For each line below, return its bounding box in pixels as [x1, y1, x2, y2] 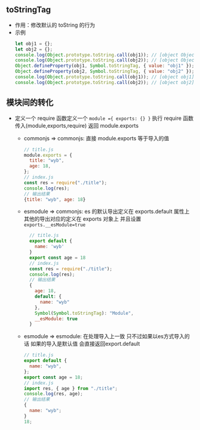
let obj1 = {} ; [14, 41, 53, 47]
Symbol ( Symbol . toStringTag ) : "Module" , [35, 310, 134, 316]
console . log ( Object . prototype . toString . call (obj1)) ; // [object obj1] [14, 74, 195, 80]
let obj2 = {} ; [14, 46, 53, 52]
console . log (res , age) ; [23, 391, 84, 397]
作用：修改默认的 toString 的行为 [14, 21, 96, 29]
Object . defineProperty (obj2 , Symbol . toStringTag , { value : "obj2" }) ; [14, 69, 195, 75]
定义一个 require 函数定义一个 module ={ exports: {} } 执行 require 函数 [14, 115, 194, 122]
